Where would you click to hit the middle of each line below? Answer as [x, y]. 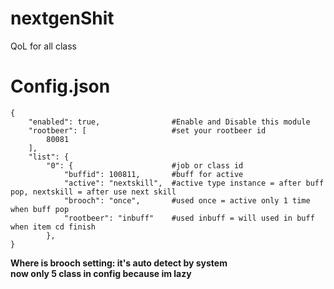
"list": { [49, 157]
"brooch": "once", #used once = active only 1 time [187, 200]
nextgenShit [62, 18]
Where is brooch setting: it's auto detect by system [119, 263]
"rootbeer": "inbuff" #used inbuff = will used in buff [189, 218]
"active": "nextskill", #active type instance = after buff [194, 183]
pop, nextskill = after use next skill [93, 192]
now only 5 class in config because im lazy [101, 273]
